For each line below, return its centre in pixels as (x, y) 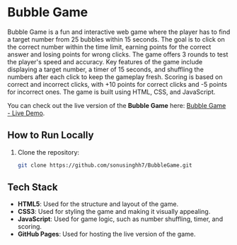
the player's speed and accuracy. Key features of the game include (105, 61)
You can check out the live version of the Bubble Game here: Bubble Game (117, 105)
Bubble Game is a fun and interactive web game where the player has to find (119, 32)
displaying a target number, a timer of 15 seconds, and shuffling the (105, 69)
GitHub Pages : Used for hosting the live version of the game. (106, 234)
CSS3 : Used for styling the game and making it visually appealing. (114, 212)
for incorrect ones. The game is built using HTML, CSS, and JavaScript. (111, 92)
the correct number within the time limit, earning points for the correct (109, 47)
